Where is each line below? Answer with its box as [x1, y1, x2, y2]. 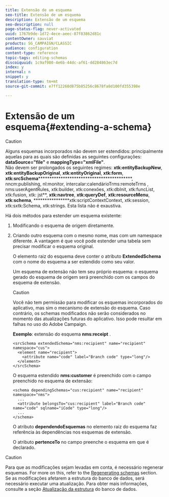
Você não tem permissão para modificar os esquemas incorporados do [12, 299, 163, 305]
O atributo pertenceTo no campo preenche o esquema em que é [12, 439, 149, 445]
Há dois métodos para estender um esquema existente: [5, 212, 122, 218]
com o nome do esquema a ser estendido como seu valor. [12, 258, 135, 264]
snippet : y [5, 74, 29, 79]
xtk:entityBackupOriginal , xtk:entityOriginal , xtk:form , [5, 170, 124, 176]
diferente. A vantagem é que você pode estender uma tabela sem [12, 238, 151, 244]
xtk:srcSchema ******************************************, [5, 175, 133, 181]
